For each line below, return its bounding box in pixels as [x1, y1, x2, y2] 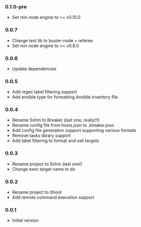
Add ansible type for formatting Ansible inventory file [12, 94, 118, 100]
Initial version [12, 217, 39, 224]
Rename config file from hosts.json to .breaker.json [12, 122, 114, 128]
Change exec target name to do [12, 166, 76, 172]
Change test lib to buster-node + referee [12, 37, 93, 43]
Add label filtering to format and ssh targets [12, 138, 99, 144]
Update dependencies [12, 65, 57, 71]
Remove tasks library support [12, 132, 71, 139]
